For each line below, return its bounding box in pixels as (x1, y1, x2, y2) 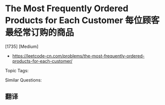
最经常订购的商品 (5, 27, 75, 38)
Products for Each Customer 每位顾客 (5, 15, 160, 26)
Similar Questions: (5, 77, 42, 83)
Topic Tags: (5, 67, 29, 73)
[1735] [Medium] (5, 43, 39, 49)
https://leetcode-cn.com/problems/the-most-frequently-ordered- (12, 53, 145, 59)
